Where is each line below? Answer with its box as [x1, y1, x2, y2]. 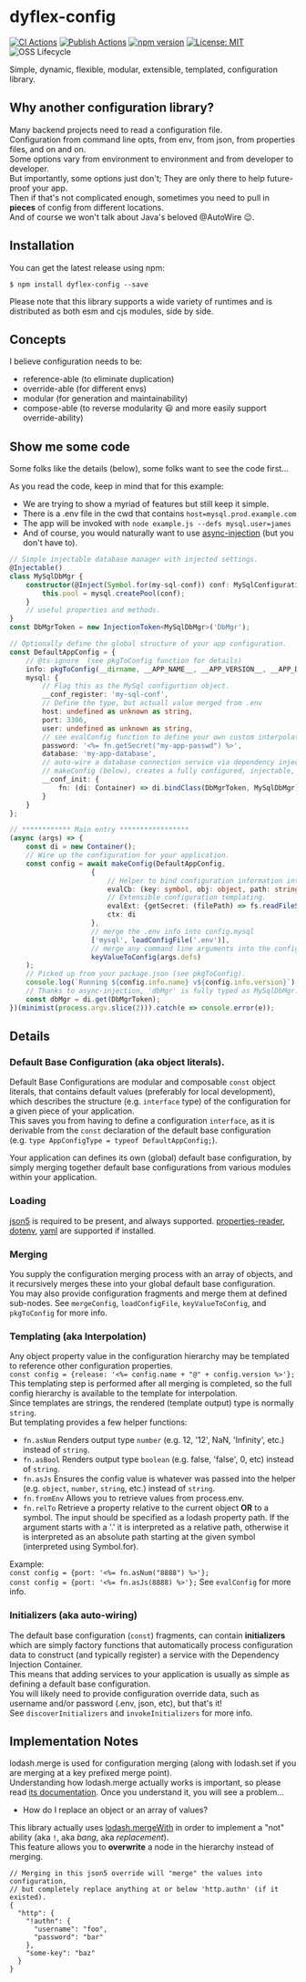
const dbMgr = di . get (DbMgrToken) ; [25, 994, 161, 1004]
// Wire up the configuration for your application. [25, 851, 230, 860]
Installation [9, 238, 75, 254]
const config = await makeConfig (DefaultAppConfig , [25, 859, 226, 868]
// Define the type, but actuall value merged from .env [42, 699, 262, 708]
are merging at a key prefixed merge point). [9, 1768, 173, 1779]
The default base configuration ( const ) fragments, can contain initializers [9, 1630, 286, 1641]
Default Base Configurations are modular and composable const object [9, 1076, 276, 1087]
